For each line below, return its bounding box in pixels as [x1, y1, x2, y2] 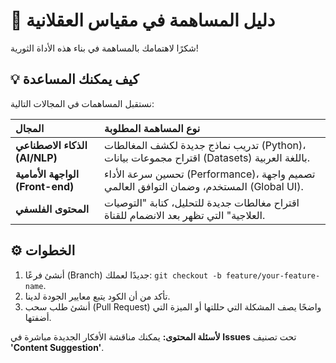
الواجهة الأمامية [15, 167, 80, 181]
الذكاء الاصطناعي [15, 138, 88, 152]
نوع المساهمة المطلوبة [104, 121, 201, 135]
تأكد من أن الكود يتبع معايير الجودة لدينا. [24, 290, 171, 302]
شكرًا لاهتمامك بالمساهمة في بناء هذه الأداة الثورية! [10, 42, 199, 54]
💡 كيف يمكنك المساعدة [10, 71, 140, 88]
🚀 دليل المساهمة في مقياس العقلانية [10, 9, 276, 32]
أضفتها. [24, 311, 52, 323]
